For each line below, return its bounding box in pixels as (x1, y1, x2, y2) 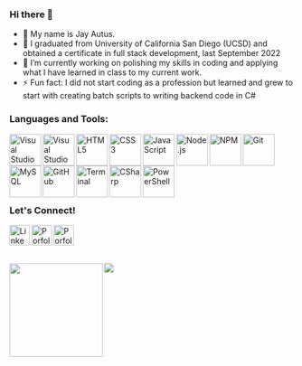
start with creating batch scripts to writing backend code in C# (22, 90, 256, 101)
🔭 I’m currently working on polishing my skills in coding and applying (22, 58, 278, 69)
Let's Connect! (9, 203, 76, 216)
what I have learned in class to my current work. (22, 67, 202, 78)
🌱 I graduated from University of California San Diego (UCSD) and (22, 38, 269, 49)
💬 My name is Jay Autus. (22, 29, 116, 40)
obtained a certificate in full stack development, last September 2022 (22, 48, 281, 59)
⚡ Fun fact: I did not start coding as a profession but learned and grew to (22, 77, 294, 89)
